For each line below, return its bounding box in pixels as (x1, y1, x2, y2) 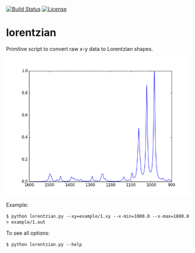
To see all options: (6, 229, 50, 237)
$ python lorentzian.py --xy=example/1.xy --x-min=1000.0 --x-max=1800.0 (6, 213, 190, 219)
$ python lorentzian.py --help (6, 241, 82, 247)
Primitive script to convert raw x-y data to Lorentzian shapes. (6, 45, 154, 52)
